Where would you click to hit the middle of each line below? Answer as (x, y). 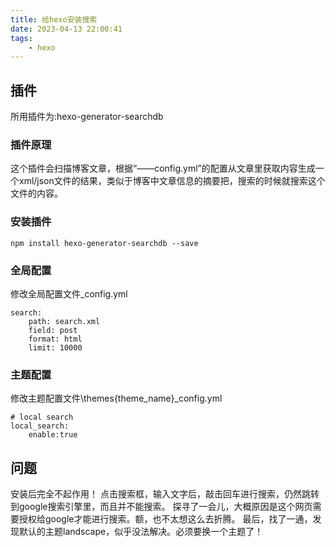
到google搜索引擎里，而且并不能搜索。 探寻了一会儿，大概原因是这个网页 (161, 507)
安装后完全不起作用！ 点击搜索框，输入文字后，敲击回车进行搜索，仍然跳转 (165, 494)
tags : (21, 38)
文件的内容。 (36, 193)
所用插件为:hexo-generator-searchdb (87, 117)
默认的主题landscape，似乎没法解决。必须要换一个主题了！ (141, 532)
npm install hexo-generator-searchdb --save (104, 243)
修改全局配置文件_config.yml (69, 293)
